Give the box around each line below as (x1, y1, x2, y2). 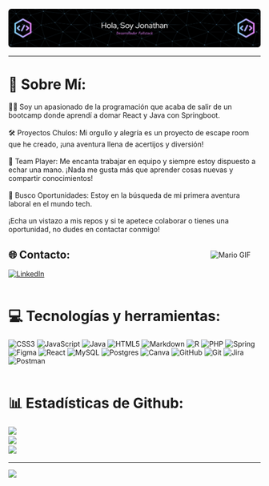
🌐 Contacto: (8, 247, 70, 261)
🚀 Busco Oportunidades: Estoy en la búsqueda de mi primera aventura (8, 191, 240, 200)
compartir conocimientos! (8, 174, 94, 183)
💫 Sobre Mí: (8, 75, 86, 94)
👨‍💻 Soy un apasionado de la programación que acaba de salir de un (8, 102, 232, 112)
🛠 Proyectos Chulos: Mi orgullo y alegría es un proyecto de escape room (8, 128, 250, 138)
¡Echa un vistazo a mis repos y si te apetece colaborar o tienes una (8, 216, 230, 226)
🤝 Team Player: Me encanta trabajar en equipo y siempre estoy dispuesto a (8, 157, 256, 167)
